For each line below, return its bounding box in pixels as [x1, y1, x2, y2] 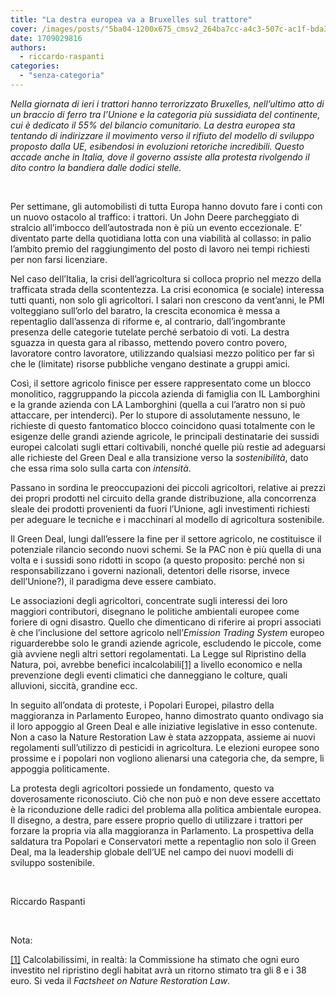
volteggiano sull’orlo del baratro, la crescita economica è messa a [10, 304, 281, 316]
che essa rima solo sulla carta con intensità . [10, 462, 192, 474]
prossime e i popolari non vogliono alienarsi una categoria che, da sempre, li [10, 752, 325, 764]
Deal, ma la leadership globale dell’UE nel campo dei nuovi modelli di [10, 846, 294, 858]
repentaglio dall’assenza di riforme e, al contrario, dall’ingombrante [10, 315, 287, 327]
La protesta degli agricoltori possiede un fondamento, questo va [10, 782, 275, 794]
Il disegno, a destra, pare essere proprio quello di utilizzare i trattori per [10, 814, 303, 826]
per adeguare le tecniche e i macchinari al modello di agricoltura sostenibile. [10, 513, 325, 525]
